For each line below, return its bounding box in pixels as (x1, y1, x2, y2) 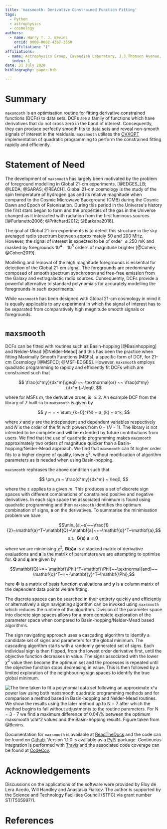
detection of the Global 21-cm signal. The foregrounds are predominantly (5, 265, 156, 271)
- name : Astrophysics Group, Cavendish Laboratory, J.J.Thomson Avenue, (7, 53, 162, 59)
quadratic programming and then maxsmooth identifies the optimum (5, 502, 142, 508)
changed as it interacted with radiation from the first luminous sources (5, 212, 150, 218)
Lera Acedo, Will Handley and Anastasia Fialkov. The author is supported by (5, 787, 161, 793)
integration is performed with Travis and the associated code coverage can (5, 742, 160, 748)
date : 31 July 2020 (5, 63, 46, 68)
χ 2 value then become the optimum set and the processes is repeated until (5, 659, 159, 665)
